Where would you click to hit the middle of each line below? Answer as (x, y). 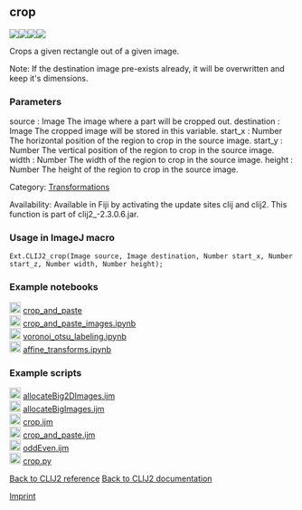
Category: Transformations (60, 188)
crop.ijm (38, 422)
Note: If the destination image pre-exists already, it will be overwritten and (147, 68)
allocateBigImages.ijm (63, 409)
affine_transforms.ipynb (66, 349)
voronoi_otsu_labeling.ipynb (74, 336)
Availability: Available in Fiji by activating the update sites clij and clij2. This (148, 205)
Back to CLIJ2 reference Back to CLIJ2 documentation (111, 478)
